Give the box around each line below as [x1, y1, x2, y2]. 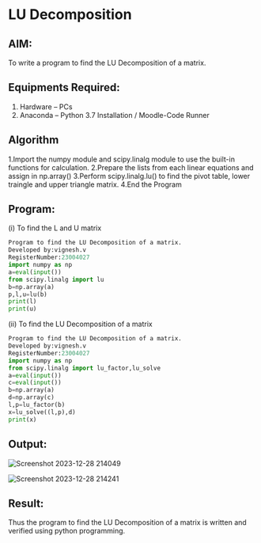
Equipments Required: [8, 81, 120, 94]
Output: [8, 438, 47, 451]
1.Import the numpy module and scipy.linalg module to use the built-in [8, 154, 236, 164]
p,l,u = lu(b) [8, 290, 47, 298]
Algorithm [8, 133, 59, 147]
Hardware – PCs [19, 101, 73, 112]
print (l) [8, 298, 37, 306]
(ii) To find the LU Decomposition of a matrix [8, 319, 153, 329]
